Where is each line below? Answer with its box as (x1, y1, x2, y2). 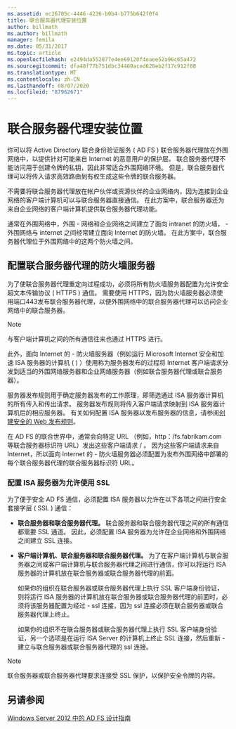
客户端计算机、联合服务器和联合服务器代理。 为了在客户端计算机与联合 (17, 551, 223, 560)
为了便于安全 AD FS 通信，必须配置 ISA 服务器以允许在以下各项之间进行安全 (7, 495, 227, 503)
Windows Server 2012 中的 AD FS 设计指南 (7, 714, 131, 722)
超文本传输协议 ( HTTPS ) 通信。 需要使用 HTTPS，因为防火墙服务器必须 (7, 288, 217, 297)
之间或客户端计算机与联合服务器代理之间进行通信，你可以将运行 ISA (29, 560, 227, 569)
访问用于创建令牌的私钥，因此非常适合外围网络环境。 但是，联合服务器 (13, 163, 218, 172)
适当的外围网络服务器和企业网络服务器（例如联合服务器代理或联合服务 (19, 367, 223, 375)
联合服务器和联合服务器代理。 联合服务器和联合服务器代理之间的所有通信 (17, 519, 229, 527)
